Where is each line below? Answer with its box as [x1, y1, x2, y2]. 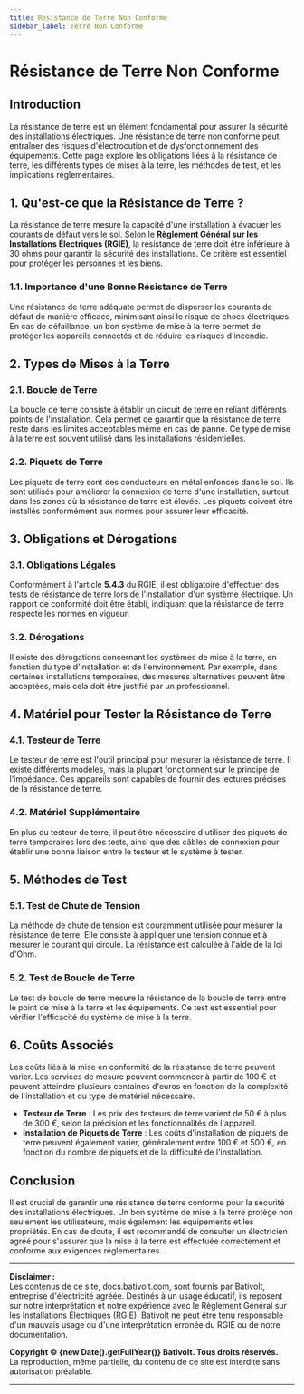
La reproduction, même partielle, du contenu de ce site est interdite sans [9, 1357, 280, 1368]
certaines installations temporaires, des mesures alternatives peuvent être [9, 670, 286, 681]
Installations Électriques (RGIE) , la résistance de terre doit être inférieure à [9, 239, 290, 249]
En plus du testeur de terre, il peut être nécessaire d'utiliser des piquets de [9, 826, 288, 837]
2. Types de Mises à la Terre [9, 356, 170, 372]
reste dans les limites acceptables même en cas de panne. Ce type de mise [9, 424, 291, 434]
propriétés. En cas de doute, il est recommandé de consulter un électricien [9, 1226, 288, 1237]
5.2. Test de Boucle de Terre [9, 971, 136, 984]
